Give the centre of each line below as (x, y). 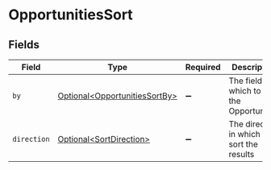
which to (245, 91)
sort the (243, 144)
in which (244, 134)
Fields (24, 45)
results (242, 154)
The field (246, 81)
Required (203, 67)
